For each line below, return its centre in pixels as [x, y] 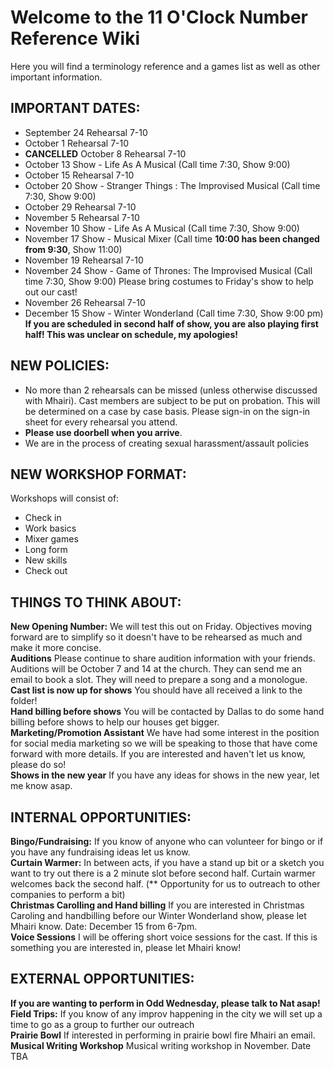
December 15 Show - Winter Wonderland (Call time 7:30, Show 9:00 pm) [174, 313]
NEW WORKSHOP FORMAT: [98, 474]
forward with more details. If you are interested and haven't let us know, [158, 754]
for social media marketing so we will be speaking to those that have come [164, 743]
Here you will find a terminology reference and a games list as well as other [165, 66]
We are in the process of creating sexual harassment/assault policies [167, 443]
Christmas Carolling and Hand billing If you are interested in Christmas [157, 905]
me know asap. [41, 786]
